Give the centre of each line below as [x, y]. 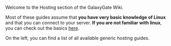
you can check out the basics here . [42, 28]
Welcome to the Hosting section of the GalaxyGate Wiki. [65, 7]
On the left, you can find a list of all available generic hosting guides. [78, 38]
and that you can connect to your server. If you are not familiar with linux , [84, 23]
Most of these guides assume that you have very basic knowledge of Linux [85, 17]
